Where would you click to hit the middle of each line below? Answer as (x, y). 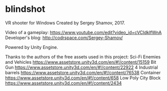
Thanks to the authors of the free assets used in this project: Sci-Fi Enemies (83, 57)
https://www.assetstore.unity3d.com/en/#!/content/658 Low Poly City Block (83, 78)
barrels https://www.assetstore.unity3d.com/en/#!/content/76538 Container (83, 72)
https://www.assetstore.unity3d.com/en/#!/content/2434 (63, 83)
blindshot (25, 9)
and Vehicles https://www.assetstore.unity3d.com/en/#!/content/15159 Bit (81, 62)
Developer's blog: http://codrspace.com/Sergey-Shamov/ (64, 38)
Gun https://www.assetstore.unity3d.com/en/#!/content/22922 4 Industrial (82, 67)
